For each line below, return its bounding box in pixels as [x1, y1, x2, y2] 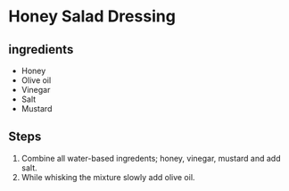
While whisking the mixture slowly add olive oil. [21, 171, 195, 182]
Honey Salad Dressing [8, 6, 176, 27]
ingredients [8, 42, 74, 57]
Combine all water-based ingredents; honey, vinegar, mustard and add [21, 153, 281, 163]
